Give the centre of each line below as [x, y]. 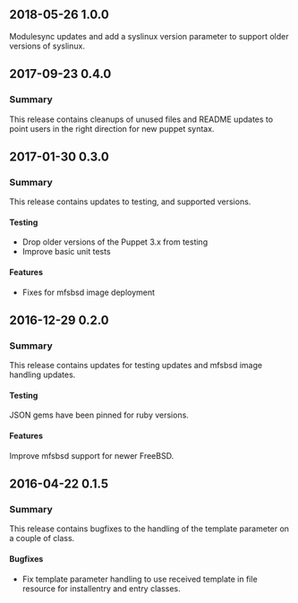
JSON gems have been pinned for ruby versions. [99, 415]
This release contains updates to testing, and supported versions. [130, 202]
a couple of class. [42, 538]
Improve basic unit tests [66, 252]
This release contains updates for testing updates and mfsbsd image [136, 366]
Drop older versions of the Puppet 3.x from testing [115, 242]
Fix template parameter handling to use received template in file [140, 579]
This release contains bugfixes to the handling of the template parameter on [149, 529]
